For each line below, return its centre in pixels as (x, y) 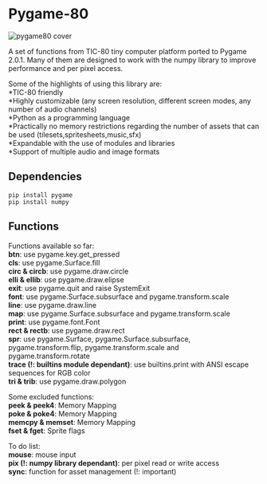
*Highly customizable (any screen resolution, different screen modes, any (130, 100)
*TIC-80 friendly (36, 92)
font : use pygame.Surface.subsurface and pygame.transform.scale (119, 297)
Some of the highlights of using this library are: (85, 84)
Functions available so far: (51, 246)
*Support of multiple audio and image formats (84, 151)
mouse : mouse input (42, 454)
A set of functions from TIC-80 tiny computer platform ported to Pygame (128, 51)
